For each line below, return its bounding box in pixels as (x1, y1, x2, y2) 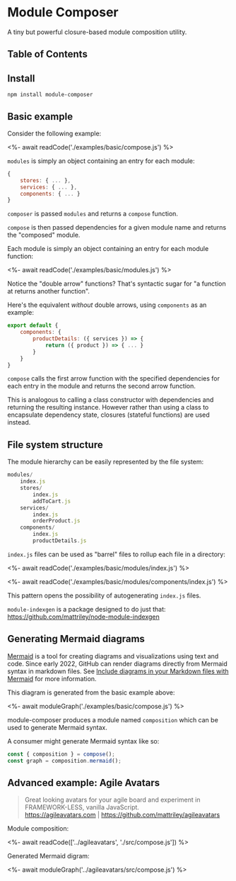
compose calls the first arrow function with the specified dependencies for (7, 374, 220, 383)
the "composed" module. (7, 231, 81, 240)
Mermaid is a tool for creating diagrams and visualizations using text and (7, 651, 219, 660)
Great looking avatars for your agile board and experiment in (24, 795, 201, 804)
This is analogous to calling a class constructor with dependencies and (7, 395, 214, 404)
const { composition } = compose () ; (7, 751, 115, 758)
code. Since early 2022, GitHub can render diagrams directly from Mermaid (7, 659, 228, 668)
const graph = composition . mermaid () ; (7, 757, 122, 764)
